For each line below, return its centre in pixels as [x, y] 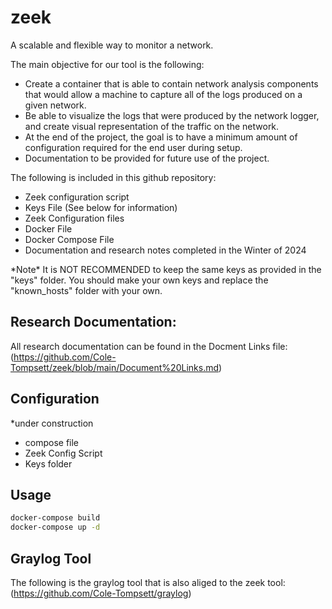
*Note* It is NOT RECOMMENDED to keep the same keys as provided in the [166, 269]
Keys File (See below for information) [101, 207]
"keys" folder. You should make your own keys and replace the [139, 280]
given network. [55, 105]
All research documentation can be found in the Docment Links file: [149, 346]
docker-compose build [55, 518]
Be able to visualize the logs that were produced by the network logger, [172, 115]
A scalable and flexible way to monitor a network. [112, 45]
